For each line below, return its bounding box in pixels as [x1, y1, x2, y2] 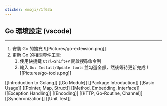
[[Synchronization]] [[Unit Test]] [5, 96, 71, 102]
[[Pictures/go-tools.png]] [19, 70, 71, 76]
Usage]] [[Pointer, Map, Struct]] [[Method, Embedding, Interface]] [5, 85, 140, 91]
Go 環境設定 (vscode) [5, 27, 72, 35]
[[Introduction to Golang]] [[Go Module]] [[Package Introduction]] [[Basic [5, 80, 154, 86]
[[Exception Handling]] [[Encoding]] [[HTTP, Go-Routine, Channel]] [5, 90, 143, 96]
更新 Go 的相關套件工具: [12, 52, 62, 58]
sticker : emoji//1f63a [5, 7, 52, 12]
